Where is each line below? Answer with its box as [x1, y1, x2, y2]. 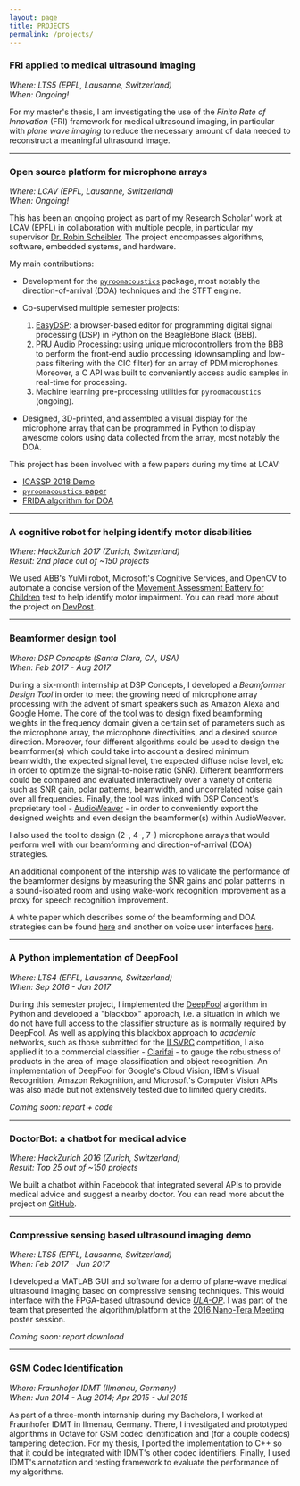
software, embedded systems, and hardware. [9, 240, 177, 251]
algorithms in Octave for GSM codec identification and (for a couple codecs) [9, 1428, 291, 1439]
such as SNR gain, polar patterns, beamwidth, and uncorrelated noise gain [9, 784, 283, 794]
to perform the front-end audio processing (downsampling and [35, 348, 267, 358]
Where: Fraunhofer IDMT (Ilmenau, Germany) [9, 1382, 177, 1393]
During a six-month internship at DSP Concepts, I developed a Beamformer [9, 679, 286, 690]
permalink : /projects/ [9, 29, 94, 38]
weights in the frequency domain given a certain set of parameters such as [9, 717, 286, 728]
